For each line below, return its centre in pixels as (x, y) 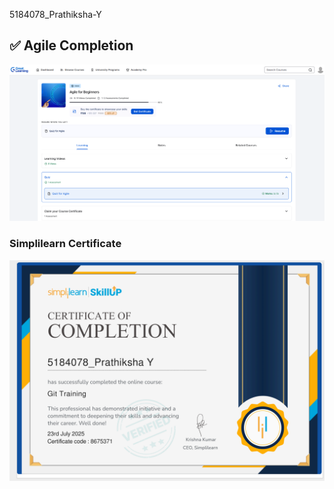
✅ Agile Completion (71, 45)
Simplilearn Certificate (65, 244)
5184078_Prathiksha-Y (55, 14)
